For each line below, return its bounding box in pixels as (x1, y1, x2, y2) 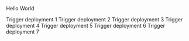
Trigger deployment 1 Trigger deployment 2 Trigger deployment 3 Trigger (6, 16, 183, 23)
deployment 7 (6, 28, 39, 35)
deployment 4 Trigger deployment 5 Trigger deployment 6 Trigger (6, 23, 166, 29)
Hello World (6, 5, 35, 12)
